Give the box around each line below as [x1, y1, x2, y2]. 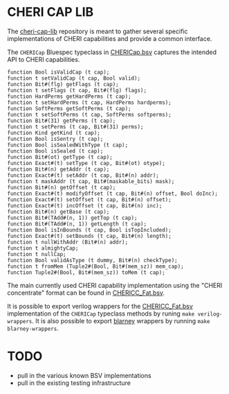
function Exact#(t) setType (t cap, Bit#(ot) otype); [7, 160, 166, 166]
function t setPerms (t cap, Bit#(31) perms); [7, 123, 144, 130]
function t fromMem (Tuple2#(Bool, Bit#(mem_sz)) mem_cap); [7, 263, 185, 270]
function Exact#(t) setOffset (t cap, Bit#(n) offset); [7, 196, 172, 203]
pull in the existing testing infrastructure [17, 379, 131, 387]
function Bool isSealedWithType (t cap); [7, 142, 129, 148]
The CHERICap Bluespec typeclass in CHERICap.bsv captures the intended [7, 48, 217, 56]
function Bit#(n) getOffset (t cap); [7, 184, 116, 191]
